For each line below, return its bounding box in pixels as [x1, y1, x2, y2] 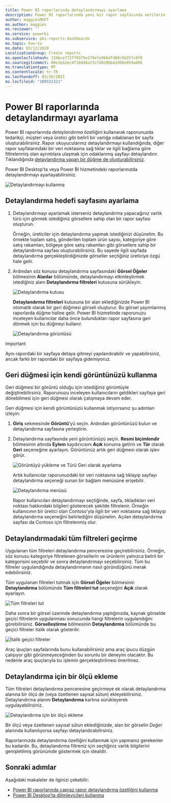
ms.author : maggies [5, 22, 47, 27]
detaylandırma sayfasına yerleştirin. [12, 426, 88, 432]
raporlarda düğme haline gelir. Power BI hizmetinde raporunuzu [12, 310, 146, 316]
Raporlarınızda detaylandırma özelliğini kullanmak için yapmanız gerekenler [5, 737, 163, 744]
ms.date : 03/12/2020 [5, 46, 50, 51]
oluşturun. [12, 221, 34, 227]
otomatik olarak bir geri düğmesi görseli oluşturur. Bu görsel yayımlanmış [12, 304, 166, 310]
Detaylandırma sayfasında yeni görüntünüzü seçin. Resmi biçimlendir [12, 436, 160, 442]
